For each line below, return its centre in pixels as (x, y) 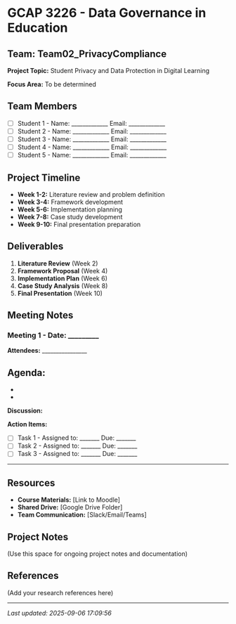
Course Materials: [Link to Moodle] (69, 500)
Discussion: (25, 411)
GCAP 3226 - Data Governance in (107, 13)
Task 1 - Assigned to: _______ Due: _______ (77, 438)
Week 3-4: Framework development (70, 202)
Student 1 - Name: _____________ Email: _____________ (91, 123)
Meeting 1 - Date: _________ (53, 335)
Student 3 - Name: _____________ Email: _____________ (92, 139)
